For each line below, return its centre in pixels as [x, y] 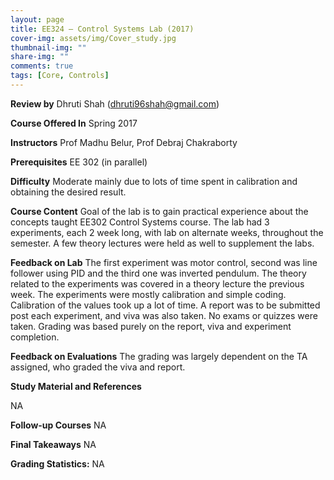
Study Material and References [76, 386]
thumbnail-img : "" [48, 47]
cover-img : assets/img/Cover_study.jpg [93, 38]
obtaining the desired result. [68, 192]
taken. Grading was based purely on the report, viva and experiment [151, 326]
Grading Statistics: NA [57, 463]
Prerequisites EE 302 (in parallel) [79, 162]
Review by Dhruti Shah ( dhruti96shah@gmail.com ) [115, 103]
